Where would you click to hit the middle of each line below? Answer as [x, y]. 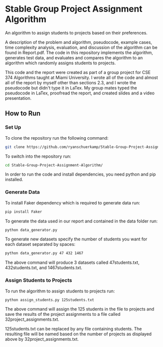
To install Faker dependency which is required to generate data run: [73, 202]
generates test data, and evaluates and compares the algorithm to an [74, 57]
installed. [14, 180]
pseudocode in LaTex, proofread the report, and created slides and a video [80, 93]
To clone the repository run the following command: [57, 138]
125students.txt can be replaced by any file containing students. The [73, 329]
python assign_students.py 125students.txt [50, 300]
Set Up [13, 128]
